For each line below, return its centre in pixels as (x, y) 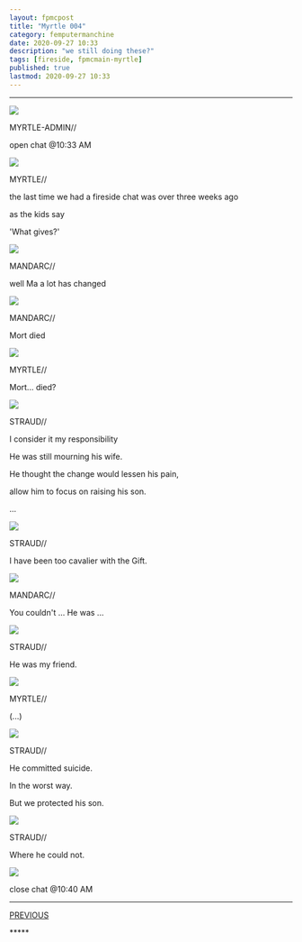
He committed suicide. (51, 768)
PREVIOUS (29, 915)
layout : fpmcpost (42, 18)
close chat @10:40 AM (51, 889)
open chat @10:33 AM (50, 144)
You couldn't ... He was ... (57, 612)
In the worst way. (41, 785)
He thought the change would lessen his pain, (94, 473)
